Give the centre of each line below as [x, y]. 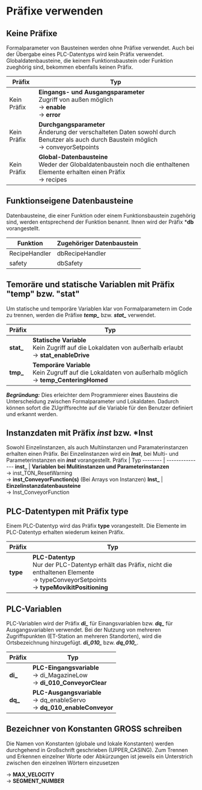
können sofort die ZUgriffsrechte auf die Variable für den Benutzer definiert [100, 408]
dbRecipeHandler [81, 253]
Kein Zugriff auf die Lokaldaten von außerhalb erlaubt [108, 347]
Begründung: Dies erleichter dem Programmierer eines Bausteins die [92, 395]
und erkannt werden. [32, 414]
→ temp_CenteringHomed [70, 380]
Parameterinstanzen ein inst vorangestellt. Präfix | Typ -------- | [86, 460]
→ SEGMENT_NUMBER [35, 781]
